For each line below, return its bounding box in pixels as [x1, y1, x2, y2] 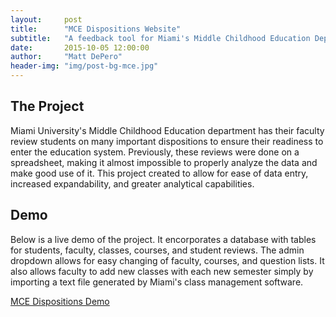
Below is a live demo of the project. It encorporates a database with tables [10, 233, 317, 245]
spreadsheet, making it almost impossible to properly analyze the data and [10, 156, 318, 168]
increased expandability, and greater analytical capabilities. [10, 177, 255, 190]
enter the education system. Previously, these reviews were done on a [10, 146, 300, 158]
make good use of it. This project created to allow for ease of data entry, [10, 167, 309, 179]
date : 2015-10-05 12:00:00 [10, 42, 150, 53]
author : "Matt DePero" [10, 52, 123, 62]
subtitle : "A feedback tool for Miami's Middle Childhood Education [10, 33, 311, 43]
